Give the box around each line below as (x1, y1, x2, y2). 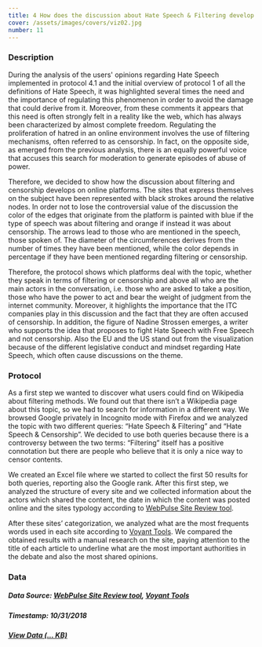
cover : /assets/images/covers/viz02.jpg (8, 19, 143, 27)
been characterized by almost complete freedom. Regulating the (8, 119, 217, 130)
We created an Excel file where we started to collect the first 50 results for (8, 470, 249, 479)
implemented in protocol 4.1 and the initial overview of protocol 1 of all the (8, 78, 246, 87)
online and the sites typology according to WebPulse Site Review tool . (8, 503, 234, 513)
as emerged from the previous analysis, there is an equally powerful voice (8, 144, 247, 154)
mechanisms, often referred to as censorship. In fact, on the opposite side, (8, 137, 249, 146)
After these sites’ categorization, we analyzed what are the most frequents (8, 518, 249, 528)
